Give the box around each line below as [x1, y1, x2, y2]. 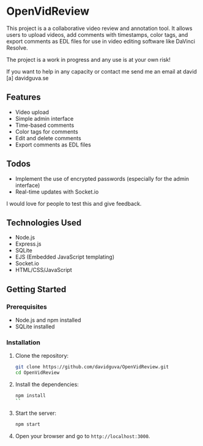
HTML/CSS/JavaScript [15, 266, 72, 274]
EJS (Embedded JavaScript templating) [15, 253, 115, 261]
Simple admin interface [15, 115, 74, 122]
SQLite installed [15, 323, 55, 330]
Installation [6, 338, 41, 347]
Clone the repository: [15, 352, 69, 360]
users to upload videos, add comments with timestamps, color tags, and [6, 31, 188, 38]
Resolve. [6, 44, 28, 51]
